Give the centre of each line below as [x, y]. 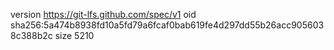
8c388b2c [31, 35]
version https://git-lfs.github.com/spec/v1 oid [103, 14]
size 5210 [74, 35]
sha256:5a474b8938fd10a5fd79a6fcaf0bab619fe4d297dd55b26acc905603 [167, 25]
